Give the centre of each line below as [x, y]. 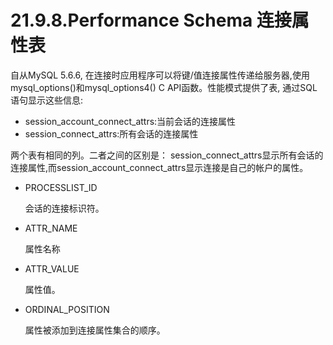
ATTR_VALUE [52, 268]
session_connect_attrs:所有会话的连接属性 [111, 133]
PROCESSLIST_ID [61, 187]
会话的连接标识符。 [64, 208]
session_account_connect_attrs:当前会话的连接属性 [130, 121]
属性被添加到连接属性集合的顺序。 [95, 330]
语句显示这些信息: [47, 100]
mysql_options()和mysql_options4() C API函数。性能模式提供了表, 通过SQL [164, 87]
